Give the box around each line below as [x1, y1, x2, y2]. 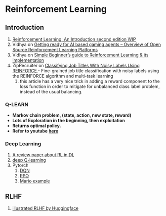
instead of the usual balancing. [19, 89, 83, 94]
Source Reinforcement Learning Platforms [12, 47, 98, 52]
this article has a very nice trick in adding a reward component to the [19, 78, 160, 84]
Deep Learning [5, 140, 41, 147]
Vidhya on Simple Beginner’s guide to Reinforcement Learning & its [12, 52, 149, 58]
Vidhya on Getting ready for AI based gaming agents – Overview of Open [12, 42, 161, 47]
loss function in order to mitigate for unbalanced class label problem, [19, 84, 160, 89]
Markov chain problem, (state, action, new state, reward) [12, 112, 132, 118]
